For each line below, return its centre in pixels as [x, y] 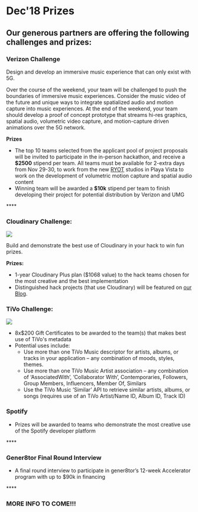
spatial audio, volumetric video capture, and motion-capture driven [88, 121]
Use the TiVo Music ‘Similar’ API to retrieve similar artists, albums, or [107, 390]
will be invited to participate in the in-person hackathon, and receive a [100, 157]
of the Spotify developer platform [55, 431]
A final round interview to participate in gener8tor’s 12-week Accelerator [103, 470]
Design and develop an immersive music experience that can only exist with [98, 72]
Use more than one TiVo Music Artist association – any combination [106, 371]
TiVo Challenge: [30, 309]
